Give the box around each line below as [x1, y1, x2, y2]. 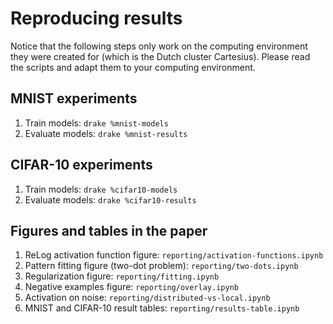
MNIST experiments [10, 90, 138, 107]
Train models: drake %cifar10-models [24, 183, 178, 195]
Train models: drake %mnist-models [24, 117, 169, 129]
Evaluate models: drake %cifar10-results [24, 193, 197, 206]
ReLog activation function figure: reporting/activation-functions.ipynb [24, 249, 324, 261]
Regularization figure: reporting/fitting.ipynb [24, 270, 220, 282]
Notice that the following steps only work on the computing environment [10, 40, 308, 52]
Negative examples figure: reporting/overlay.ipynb [24, 281, 239, 293]
